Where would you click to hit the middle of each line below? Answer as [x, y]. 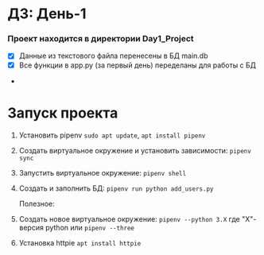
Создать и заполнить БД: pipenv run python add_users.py [116, 188]
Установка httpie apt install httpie [80, 242]
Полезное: [37, 203]
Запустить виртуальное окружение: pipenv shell [103, 172]
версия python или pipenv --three [77, 227]
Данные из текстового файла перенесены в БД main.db [113, 56]
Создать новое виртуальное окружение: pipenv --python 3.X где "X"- [138, 218]
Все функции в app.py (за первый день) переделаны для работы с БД [137, 65]
